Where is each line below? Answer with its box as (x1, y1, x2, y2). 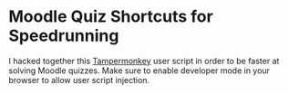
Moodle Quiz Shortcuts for (8, 6, 213, 27)
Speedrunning (8, 25, 119, 46)
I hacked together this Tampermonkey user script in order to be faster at (8, 55, 280, 66)
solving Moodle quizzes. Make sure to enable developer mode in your (8, 65, 271, 76)
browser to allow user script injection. (8, 74, 150, 85)
